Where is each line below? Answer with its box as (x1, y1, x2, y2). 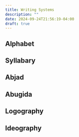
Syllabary (5, 57, 36, 65)
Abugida (5, 90, 32, 98)
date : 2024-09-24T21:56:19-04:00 (5, 16, 75, 21)
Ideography (5, 124, 42, 132)
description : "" (5, 12, 39, 17)
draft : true (5, 21, 30, 26)
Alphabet (5, 39, 35, 48)
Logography (5, 107, 44, 116)
